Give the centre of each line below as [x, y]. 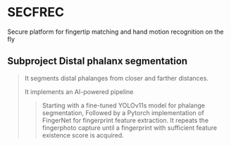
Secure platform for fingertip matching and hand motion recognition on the [115, 32]
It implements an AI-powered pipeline [79, 91]
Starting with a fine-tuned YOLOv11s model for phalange [124, 105]
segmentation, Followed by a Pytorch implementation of [123, 112]
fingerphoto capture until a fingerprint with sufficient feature [129, 128]
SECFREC [36, 12]
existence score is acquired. [83, 135]
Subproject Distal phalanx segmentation [98, 61]
